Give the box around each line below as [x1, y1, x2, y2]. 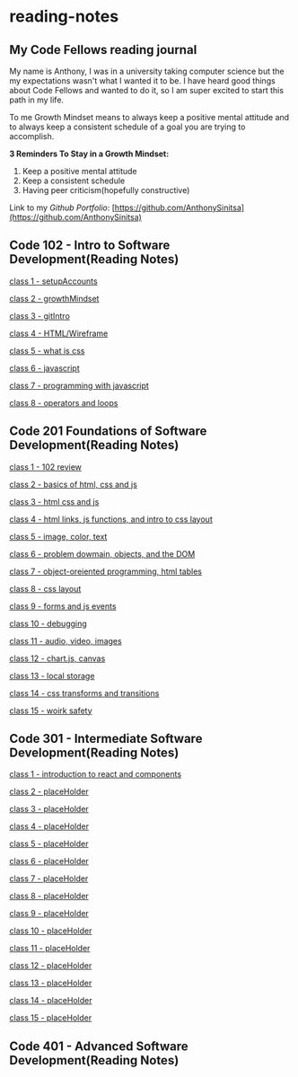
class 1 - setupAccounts [9, 276, 98, 287]
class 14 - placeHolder [9, 995, 92, 1006]
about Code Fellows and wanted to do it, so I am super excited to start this [9, 85, 285, 95]
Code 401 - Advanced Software [9, 1038, 188, 1054]
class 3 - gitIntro [9, 310, 70, 321]
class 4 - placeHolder [9, 821, 90, 832]
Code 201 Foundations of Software [9, 424, 207, 439]
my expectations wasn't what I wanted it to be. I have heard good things [9, 75, 276, 86]
